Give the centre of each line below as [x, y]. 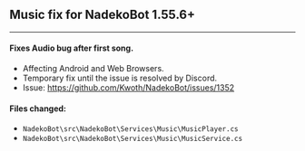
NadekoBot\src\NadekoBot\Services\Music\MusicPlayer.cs [130, 129]
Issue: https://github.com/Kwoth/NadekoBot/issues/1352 [128, 88]
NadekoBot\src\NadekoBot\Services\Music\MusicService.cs [133, 139]
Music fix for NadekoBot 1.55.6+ [102, 15]
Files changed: [38, 109]
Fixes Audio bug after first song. [72, 48]
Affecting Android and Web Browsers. [93, 69]
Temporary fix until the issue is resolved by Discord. [120, 78]
